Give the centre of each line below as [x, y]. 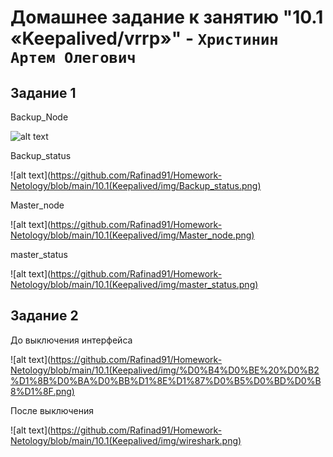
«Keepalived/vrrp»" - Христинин [144, 38]
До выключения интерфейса [71, 340]
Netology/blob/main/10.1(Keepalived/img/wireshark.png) [126, 440]
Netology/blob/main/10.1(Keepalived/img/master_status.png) [134, 284]
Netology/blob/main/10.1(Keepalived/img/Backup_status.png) [136, 185]
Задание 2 [44, 316]
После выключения [52, 410]
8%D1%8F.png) [42, 391]
